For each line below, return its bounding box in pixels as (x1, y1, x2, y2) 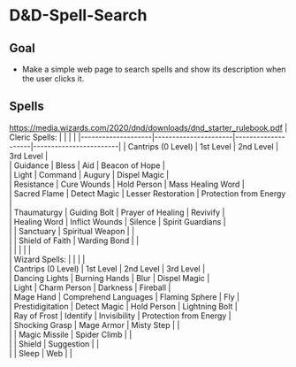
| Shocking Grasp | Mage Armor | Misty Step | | (9, 319, 180, 330)
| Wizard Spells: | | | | (9, 254, 86, 264)
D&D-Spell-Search (9, 5, 148, 26)
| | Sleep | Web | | (9, 348, 72, 358)
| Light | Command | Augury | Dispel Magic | (9, 169, 170, 180)
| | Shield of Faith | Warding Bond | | (9, 235, 140, 246)
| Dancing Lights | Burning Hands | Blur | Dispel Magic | (9, 272, 210, 283)
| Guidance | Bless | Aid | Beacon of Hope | (9, 160, 165, 171)
